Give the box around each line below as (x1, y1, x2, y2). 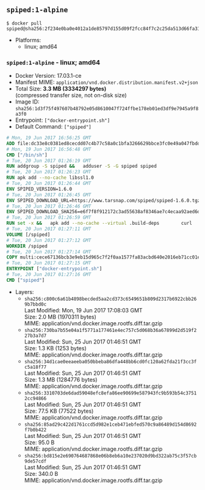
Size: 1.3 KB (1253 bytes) (24, 344, 87, 352)
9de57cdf (24, 458, 47, 464)
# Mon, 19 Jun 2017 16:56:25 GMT (6, 135, 92, 141)
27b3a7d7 (24, 333, 47, 339)
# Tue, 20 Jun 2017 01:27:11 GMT (6, 226, 92, 232)
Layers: (15, 288, 34, 295)
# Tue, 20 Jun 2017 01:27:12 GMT (6, 237, 92, 243)
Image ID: (15, 98, 40, 105)
